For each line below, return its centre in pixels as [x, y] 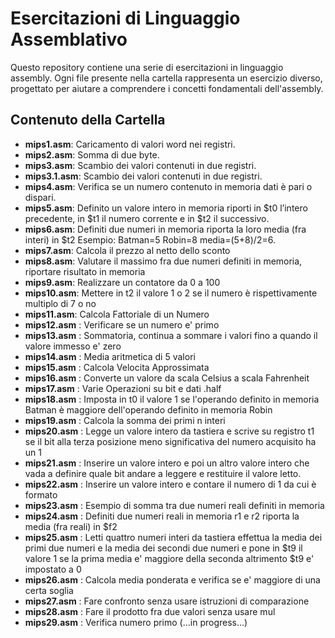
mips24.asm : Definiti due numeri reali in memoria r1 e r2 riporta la [162, 516]
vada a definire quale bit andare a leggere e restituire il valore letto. [163, 473]
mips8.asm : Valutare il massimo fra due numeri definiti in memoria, [163, 261]
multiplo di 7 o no [60, 303]
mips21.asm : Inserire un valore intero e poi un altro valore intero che [167, 463]
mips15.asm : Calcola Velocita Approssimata [117, 367]
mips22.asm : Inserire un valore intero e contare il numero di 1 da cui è [170, 484]
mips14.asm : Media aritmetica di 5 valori [110, 356]
